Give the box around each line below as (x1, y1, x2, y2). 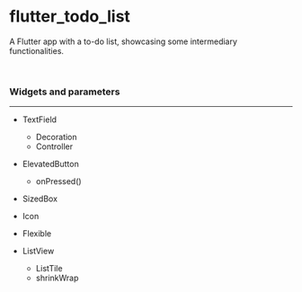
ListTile (35, 263, 63, 274)
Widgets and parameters (9, 85, 120, 98)
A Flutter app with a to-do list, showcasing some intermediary (9, 36, 238, 47)
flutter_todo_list (9, 6, 130, 27)
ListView (22, 245, 55, 257)
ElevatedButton (22, 159, 79, 170)
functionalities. (9, 45, 65, 56)
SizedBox (22, 193, 58, 204)
